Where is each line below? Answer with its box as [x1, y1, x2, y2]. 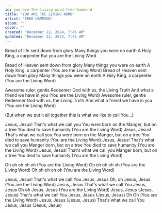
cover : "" [5, 25, 25, 30]
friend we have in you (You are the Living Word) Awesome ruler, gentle [5, 92, 146, 98]
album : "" [5, 20, 25, 26]
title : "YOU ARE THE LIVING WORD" [5, 12, 75, 17]
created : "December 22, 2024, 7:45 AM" [5, 30, 86, 35]
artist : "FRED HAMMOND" [5, 16, 53, 21]
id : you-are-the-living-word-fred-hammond [5, 7, 92, 12]
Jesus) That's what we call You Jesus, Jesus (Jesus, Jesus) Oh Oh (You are [5, 192, 157, 197]
